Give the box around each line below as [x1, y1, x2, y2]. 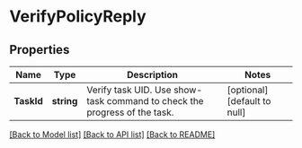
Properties [9, 42, 70, 57]
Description [127, 69, 178, 81]
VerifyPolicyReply [9, 6, 147, 27]
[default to [226, 95, 271, 107]
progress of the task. [86, 106, 174, 118]
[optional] [226, 83, 269, 96]
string [51, 95, 78, 107]
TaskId [13, 95, 43, 107]
